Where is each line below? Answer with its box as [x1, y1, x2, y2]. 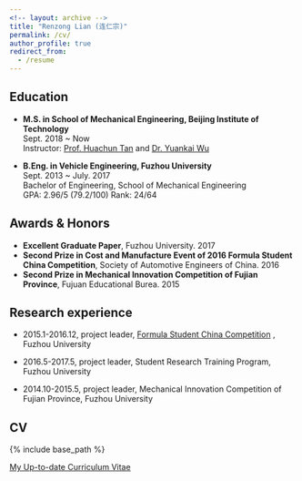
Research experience [9, 305, 133, 321]
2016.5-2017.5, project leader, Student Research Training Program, [22, 356, 271, 367]
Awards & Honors [9, 216, 111, 231]
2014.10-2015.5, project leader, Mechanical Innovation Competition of [22, 384, 282, 394]
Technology [22, 123, 70, 134]
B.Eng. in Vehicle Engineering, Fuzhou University [22, 160, 212, 171]
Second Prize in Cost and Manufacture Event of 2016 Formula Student [22, 250, 293, 261]
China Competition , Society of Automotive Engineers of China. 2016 [22, 259, 280, 270]
